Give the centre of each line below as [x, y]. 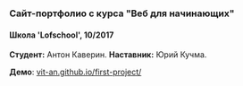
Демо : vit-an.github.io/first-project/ [75, 72]
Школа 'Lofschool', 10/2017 [62, 35]
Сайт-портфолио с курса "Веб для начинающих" [122, 13]
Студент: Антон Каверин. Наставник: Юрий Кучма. [108, 55]
